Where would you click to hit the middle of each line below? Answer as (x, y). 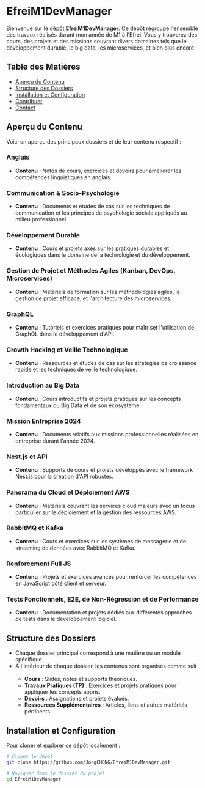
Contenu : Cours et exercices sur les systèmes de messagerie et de (101, 541)
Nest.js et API (27, 457)
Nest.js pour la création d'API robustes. (64, 477)
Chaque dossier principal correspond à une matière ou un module (98, 653)
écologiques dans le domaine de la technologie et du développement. (103, 255)
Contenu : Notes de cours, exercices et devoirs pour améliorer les (98, 171)
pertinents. (38, 712)
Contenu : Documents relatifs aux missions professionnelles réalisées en (107, 434)
